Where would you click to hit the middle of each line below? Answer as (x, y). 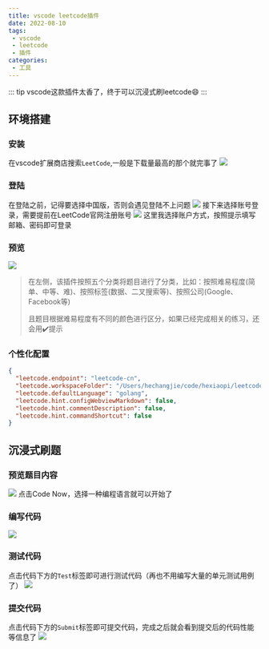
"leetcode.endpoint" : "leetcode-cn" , (78, 379)
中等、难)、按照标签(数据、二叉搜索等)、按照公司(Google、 (140, 292)
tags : (17, 30)
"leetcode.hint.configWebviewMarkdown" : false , (96, 401)
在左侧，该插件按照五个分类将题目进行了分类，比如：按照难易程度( (138, 282)
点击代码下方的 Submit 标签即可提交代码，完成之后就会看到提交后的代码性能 (131, 627)
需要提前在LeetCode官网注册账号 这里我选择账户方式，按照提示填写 (139, 215)
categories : (28, 61)
